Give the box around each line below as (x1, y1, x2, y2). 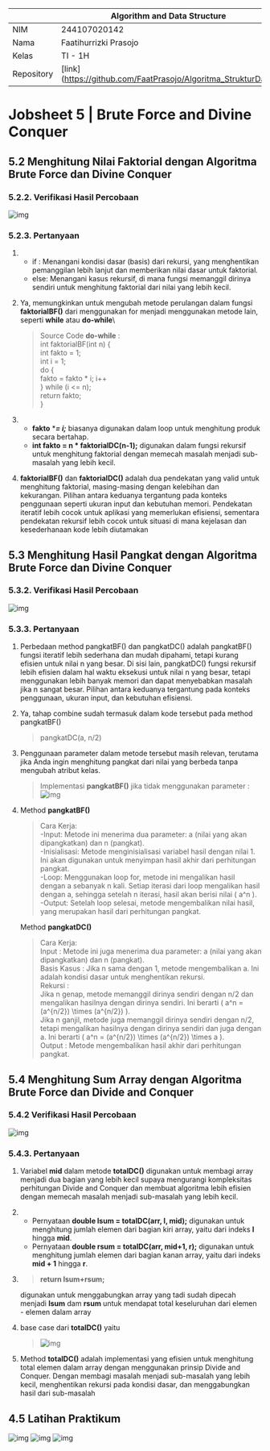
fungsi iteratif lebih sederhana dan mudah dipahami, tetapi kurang (19, 651, 239, 660)
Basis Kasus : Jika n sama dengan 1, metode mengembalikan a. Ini (39, 963, 260, 974)
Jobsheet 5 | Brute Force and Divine (8, 106, 252, 124)
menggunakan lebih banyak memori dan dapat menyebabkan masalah (19, 676, 253, 686)
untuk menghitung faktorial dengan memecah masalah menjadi (31, 449, 241, 459)
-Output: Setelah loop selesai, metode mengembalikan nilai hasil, (39, 898, 255, 908)
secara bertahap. (31, 432, 89, 442)
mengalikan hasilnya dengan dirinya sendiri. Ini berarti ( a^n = (39, 998, 243, 1008)
